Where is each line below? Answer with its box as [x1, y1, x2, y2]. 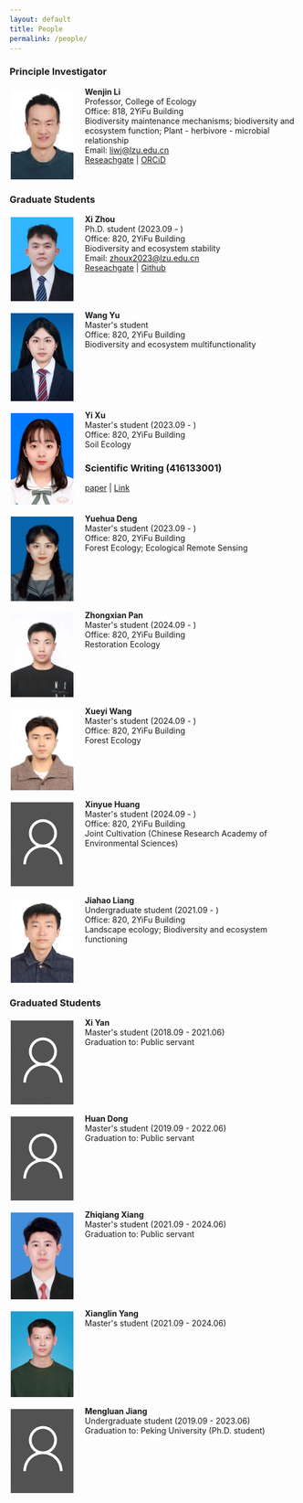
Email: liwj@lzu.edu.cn [85, 144, 170, 155]
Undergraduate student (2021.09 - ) [85, 904, 219, 915]
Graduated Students [9, 997, 102, 1009]
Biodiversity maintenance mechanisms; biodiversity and [85, 115, 295, 126]
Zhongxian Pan [85, 609, 143, 621]
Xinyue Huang [85, 799, 141, 810]
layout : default [9, 15, 71, 24]
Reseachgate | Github [85, 262, 166, 273]
